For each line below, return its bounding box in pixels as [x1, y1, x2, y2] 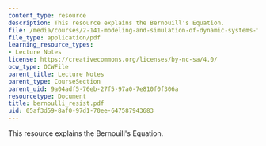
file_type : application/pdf [8, 33, 101, 42]
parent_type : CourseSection [8, 77, 101, 85]
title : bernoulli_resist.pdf [8, 99, 104, 107]
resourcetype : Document [8, 92, 87, 100]
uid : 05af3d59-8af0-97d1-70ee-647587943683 [8, 107, 154, 115]
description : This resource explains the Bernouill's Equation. [8, 19, 225, 27]
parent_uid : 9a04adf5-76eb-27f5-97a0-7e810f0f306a [8, 84, 179, 93]
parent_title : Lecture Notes [8, 70, 104, 78]
